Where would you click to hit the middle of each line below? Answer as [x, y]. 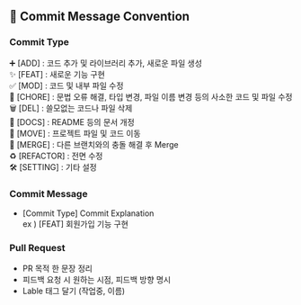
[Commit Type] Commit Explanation [88, 213]
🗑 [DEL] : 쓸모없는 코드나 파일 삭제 [71, 108]
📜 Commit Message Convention [100, 17]
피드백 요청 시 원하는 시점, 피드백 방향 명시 [97, 280]
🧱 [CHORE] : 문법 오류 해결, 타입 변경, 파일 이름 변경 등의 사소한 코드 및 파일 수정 [151, 96]
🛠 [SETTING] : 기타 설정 [53, 166]
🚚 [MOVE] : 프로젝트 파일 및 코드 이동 [75, 133]
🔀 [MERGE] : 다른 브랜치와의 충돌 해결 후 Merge [94, 144]
